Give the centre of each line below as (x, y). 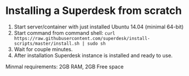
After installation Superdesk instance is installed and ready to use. (93, 55)
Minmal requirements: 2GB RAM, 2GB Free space (64, 66)
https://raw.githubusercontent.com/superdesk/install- (82, 38)
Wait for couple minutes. (43, 49)
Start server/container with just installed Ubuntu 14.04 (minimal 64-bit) (99, 27)
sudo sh (97, 44)
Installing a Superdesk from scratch (94, 11)
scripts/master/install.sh (47, 44)
